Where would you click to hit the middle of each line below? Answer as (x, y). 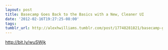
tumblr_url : (17, 28)
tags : (11, 24)
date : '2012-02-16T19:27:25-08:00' (42, 19)
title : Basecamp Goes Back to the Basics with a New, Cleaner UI (74, 14)
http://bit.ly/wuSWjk (25, 42)
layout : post (19, 10)
